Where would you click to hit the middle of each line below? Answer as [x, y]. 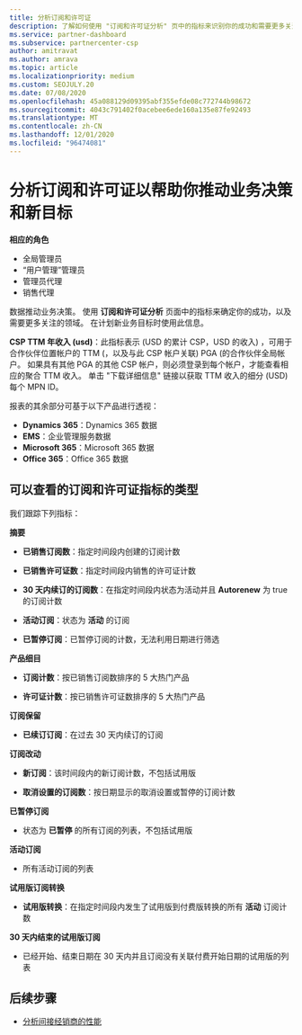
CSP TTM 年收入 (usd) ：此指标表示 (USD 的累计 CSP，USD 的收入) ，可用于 [151, 342]
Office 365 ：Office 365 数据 [75, 459]
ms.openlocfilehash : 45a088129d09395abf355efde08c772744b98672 [130, 101]
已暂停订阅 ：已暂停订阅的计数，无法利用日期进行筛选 [121, 638]
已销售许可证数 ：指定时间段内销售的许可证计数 [109, 570]
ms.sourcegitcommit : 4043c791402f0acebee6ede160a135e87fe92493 [130, 110]
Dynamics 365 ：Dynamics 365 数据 [89, 424]
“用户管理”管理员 [53, 270]
